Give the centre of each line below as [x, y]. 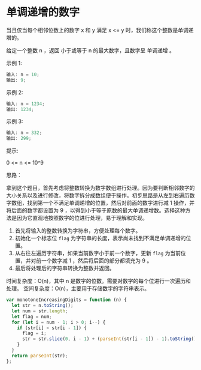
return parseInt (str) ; [40, 356]
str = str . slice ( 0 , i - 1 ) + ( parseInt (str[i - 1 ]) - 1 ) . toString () [109, 339]
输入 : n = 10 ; [23, 74]
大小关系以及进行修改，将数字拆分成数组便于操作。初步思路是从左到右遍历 [98, 195]
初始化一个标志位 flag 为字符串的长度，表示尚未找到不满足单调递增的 [100, 238]
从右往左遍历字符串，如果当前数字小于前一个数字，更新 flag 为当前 [98, 253]
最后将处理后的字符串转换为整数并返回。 [65, 268]
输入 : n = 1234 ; [25, 104]
